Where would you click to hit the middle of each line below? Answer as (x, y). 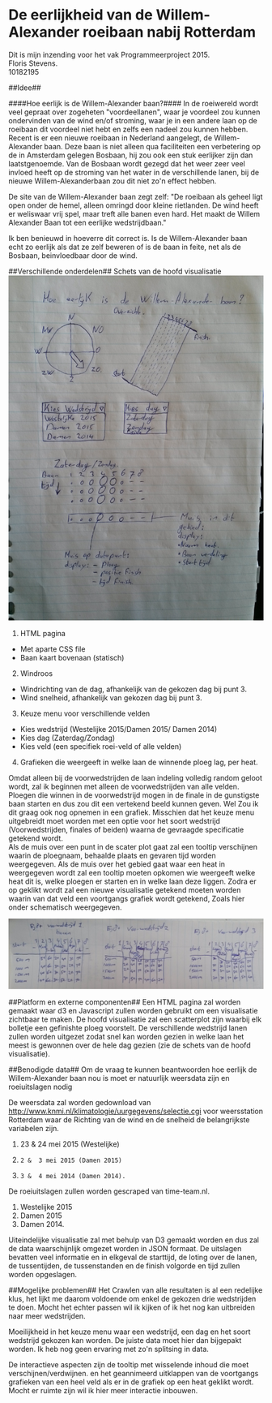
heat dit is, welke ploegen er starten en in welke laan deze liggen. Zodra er (132, 881)
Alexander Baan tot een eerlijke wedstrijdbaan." (87, 222)
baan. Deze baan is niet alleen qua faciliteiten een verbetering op (152, 146)
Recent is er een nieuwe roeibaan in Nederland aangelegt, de (110, 138)
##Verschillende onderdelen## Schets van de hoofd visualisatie (115, 271)
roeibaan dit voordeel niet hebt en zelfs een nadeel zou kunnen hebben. (128, 129)
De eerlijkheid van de (81, 15)
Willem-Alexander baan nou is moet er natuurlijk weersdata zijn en (119, 1078)
